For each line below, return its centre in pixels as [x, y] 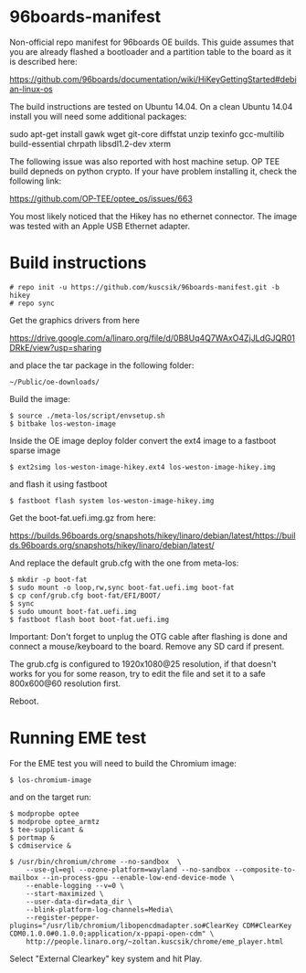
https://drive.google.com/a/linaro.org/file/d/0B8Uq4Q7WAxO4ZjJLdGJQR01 [152, 338]
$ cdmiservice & [40, 846]
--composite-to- [265, 870]
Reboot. [24, 701]
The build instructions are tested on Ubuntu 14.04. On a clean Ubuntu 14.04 [151, 106]
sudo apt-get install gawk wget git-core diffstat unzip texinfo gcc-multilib [147, 133]
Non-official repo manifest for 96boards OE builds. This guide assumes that [152, 42]
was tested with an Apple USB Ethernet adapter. [100, 226]
